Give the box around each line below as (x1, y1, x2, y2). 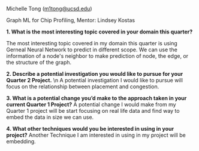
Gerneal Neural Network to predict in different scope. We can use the (6, 46, 178, 53)
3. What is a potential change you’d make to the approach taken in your (6, 95, 187, 101)
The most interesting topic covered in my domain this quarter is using (6, 40, 178, 47)
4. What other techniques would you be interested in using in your (6, 125, 174, 132)
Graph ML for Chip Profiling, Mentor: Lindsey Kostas (6, 17, 135, 23)
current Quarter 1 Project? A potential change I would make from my (6, 101, 176, 108)
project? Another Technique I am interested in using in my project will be (6, 131, 186, 138)
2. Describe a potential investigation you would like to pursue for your (6, 70, 183, 77)
